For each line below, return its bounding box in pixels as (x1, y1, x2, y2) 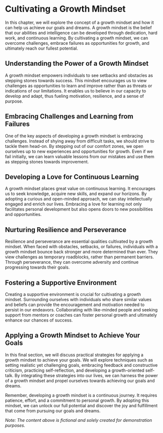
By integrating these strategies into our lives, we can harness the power (14, 372, 158, 378)
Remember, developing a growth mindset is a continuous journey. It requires (5, 392, 158, 398)
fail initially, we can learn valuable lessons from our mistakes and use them (5, 153, 154, 159)
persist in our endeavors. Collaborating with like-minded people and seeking (5, 307, 158, 312)
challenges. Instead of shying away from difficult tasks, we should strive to (5, 138, 154, 144)
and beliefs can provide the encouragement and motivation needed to (5, 302, 145, 307)
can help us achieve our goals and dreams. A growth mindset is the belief (5, 24, 152, 30)
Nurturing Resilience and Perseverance (5, 225, 127, 234)
